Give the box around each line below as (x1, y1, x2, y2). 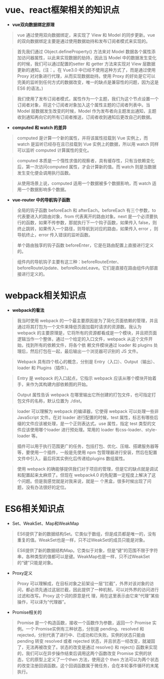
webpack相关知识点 (5, 290, 87, 302)
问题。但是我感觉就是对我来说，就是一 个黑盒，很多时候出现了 (21, 478, 147, 484)
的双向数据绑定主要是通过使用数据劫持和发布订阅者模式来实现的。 (17, 38, 150, 44)
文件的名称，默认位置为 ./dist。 (21, 398, 85, 403)
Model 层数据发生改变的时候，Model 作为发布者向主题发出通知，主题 (17, 108, 157, 114)
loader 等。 (17, 432, 40, 439)
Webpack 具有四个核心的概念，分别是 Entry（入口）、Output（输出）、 (17, 358, 158, 364)
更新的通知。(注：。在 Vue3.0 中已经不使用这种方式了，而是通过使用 (17, 67, 156, 73)
